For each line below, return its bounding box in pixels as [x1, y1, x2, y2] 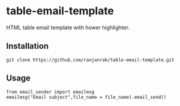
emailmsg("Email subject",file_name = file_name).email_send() [6, 94, 167, 100]
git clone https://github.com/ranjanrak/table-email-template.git [6, 57, 175, 63]
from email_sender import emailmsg [6, 89, 95, 95]
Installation [6, 41, 49, 51]
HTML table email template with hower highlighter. [6, 24, 130, 31]
